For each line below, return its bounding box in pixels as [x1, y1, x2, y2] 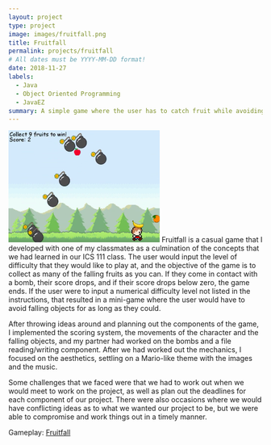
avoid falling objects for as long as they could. [8, 303, 161, 313]
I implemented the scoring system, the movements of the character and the [8, 327, 259, 337]
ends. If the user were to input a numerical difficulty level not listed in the [8, 286, 251, 296]
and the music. [8, 362, 58, 372]
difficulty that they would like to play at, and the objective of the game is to [8, 260, 256, 270]
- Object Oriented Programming [15, 90, 121, 98]
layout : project [8, 13, 63, 21]
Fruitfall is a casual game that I [161, 234, 263, 244]
